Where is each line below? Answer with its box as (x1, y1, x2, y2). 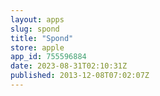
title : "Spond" (10, 33, 74, 43)
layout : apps (10, 14, 65, 25)
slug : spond (10, 24, 60, 34)
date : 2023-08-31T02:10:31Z (10, 61, 128, 71)
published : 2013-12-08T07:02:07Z (10, 71, 150, 81)
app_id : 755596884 (10, 52, 87, 62)
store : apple (10, 42, 65, 53)
